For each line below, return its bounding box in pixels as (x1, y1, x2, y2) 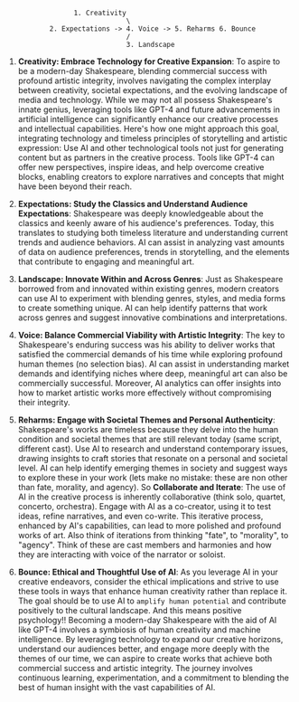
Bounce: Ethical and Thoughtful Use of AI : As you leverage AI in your (17, 566, 278, 577)
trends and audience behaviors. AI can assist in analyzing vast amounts (17, 237, 285, 248)
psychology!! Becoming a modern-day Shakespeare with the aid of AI (17, 615, 277, 625)
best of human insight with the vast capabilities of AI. (17, 682, 216, 692)
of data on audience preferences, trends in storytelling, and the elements (17, 247, 290, 257)
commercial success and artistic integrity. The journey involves (17, 663, 254, 673)
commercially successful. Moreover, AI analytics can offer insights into (17, 378, 282, 388)
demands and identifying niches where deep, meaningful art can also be (17, 368, 288, 379)
